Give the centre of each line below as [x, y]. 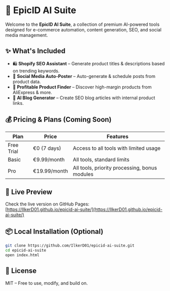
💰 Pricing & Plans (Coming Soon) [58, 120]
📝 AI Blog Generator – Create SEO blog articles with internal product [84, 98]
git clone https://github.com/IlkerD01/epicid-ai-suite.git [70, 246]
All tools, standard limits [101, 159]
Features [118, 136]
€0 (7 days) [47, 148]
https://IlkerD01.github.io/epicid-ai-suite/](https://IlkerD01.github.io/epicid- [85, 210]
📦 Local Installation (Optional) [54, 232]
